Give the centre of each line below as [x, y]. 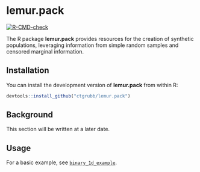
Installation [28, 71]
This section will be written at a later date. [58, 129]
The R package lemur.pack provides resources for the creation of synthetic [100, 38]
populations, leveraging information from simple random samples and [92, 45]
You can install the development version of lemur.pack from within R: [92, 85]
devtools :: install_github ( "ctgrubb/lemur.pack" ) [68, 96]
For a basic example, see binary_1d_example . [62, 162]
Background [30, 115]
